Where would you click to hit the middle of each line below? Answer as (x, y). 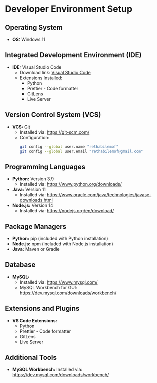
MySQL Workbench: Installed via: (47, 370)
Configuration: (35, 137)
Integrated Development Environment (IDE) (73, 55)
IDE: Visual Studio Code (37, 67)
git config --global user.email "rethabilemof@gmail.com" (81, 151)
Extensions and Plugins (42, 309)
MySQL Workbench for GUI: (48, 287)
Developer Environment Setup (69, 9)
